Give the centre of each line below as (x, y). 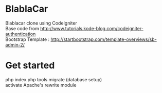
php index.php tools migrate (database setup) (54, 79)
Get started (30, 66)
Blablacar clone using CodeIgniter (41, 23)
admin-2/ (15, 44)
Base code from (22, 28)
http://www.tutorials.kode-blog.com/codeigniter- (92, 28)
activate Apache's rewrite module (41, 85)
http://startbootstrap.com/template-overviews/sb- (104, 39)
